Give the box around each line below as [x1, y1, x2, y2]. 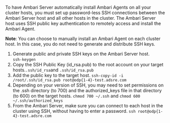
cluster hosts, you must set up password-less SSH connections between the [5, 10, 165, 16]
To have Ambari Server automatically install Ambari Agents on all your [5, 5, 151, 10]
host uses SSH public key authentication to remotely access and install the [5, 20, 161, 26]
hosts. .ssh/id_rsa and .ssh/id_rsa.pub [12, 67, 94, 73]
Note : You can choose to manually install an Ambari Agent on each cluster [5, 35, 161, 42]
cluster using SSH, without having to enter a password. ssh [12, 108, 136, 114]
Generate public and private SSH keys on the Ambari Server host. [12, 51, 150, 57]
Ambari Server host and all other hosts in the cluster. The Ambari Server [5, 15, 156, 21]
